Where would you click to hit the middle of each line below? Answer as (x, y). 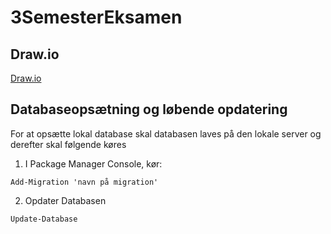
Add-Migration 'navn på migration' (84, 182)
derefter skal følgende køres (68, 144)
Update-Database (44, 219)
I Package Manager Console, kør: (93, 163)
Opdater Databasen (65, 200)
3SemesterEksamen (96, 17)
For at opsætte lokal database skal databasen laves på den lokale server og (166, 133)
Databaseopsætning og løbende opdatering (149, 109)
